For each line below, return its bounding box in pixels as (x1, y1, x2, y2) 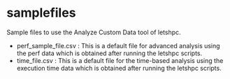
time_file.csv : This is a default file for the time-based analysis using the (16, 56, 224, 64)
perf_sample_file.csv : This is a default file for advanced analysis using (16, 41, 221, 50)
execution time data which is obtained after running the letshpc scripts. (16, 64, 222, 72)
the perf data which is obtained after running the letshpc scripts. (16, 49, 203, 57)
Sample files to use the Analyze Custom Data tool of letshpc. (6, 28, 181, 36)
